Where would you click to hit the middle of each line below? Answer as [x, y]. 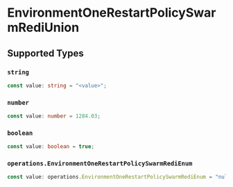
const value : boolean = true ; [51, 147]
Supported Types [46, 53]
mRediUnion [43, 27]
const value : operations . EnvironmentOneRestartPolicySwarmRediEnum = [110, 177]
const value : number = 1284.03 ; [54, 116]
